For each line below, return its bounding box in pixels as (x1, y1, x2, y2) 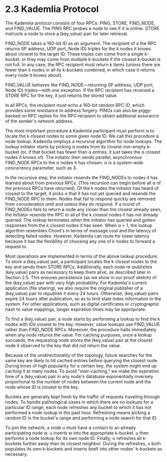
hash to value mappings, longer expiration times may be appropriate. (5, 306, 147, 312)
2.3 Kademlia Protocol (5, 3, 99, 15)
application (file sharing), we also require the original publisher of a (5, 285, 143, 291)
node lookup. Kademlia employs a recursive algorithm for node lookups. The (5, 138, 162, 144)
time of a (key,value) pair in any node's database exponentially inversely (5, 373, 154, 379)
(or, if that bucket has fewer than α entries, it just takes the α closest (20, 149, 161, 155)
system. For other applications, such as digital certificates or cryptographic (5, 301, 160, 307)
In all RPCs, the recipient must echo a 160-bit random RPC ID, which (5, 102, 145, 108)
